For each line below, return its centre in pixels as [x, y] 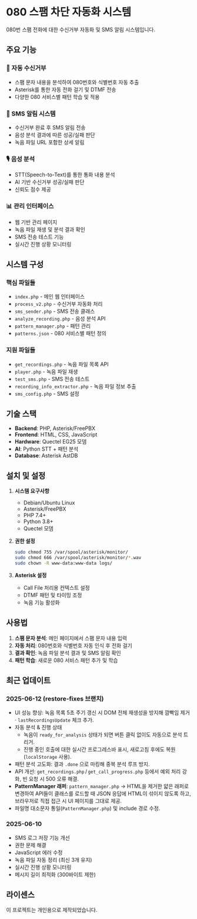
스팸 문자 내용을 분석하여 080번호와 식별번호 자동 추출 [77, 82]
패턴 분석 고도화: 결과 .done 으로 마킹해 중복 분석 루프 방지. [82, 764]
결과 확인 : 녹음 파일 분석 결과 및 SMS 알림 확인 [68, 653]
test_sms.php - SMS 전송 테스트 [52, 379]
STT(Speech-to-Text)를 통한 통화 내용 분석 [65, 175]
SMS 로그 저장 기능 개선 [42, 838]
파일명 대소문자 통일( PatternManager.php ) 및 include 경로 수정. [87, 808]
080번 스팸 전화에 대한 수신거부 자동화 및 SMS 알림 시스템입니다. [81, 29]
